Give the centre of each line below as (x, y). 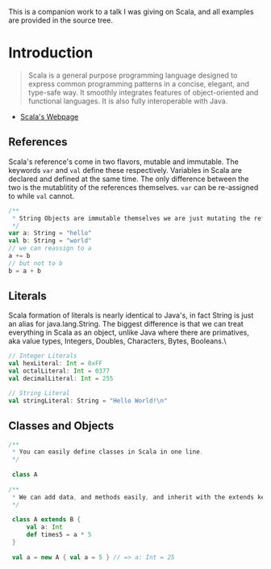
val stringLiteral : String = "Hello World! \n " (88, 400)
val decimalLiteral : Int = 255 (61, 379)
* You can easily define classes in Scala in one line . (108, 452)
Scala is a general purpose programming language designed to (133, 75)
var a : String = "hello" (50, 234)
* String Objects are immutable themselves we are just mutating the (131, 218)
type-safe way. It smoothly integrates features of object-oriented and (143, 92)
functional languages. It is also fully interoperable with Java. (128, 101)
